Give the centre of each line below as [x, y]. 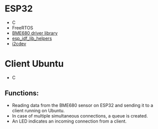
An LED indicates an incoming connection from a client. [69, 121]
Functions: [22, 93]
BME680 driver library [35, 33]
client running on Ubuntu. [38, 111]
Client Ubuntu [34, 64]
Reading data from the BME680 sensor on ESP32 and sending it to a [83, 105]
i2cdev [19, 43]
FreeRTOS [23, 27]
